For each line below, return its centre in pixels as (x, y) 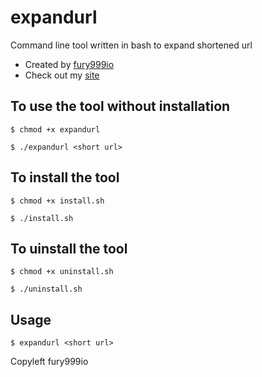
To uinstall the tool (69, 248)
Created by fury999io (69, 64)
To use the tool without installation (120, 106)
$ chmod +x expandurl (55, 129)
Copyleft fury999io (49, 362)
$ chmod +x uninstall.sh (62, 272)
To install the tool (65, 177)
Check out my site (62, 75)
